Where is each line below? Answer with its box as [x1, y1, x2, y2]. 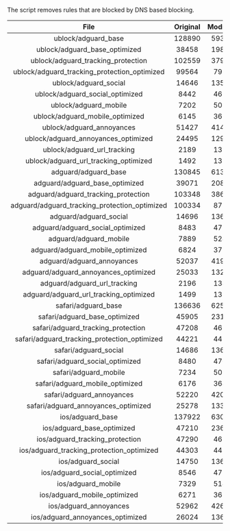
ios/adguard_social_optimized [40, 468, 137, 477]
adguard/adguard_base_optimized [34, 178, 144, 188]
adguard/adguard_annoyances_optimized [22, 267, 156, 277]
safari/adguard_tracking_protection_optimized [14, 334, 163, 343]
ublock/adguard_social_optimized [35, 89, 143, 99]
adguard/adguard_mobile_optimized [30, 245, 147, 254]
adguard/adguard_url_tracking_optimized [23, 290, 155, 299]
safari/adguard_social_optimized [36, 356, 142, 366]
